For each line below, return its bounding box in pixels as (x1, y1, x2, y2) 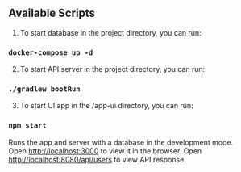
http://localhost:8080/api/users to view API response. (8, 154, 187, 164)
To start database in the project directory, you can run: (19, 27, 202, 37)
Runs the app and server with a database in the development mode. (8, 137, 234, 147)
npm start (8, 121, 47, 130)
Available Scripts (8, 6, 95, 20)
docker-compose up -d (8, 48, 93, 57)
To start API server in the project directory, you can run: (19, 65, 206, 74)
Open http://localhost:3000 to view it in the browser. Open (8, 145, 202, 156)
